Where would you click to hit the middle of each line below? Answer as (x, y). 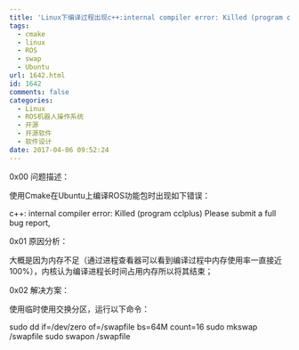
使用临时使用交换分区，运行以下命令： (79, 309)
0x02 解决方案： (39, 289)
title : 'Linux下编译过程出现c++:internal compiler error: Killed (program (146, 17)
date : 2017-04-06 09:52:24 (59, 150)
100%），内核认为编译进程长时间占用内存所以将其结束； (111, 271)
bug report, (30, 223)
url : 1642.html (37, 76)
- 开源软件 (35, 134)
